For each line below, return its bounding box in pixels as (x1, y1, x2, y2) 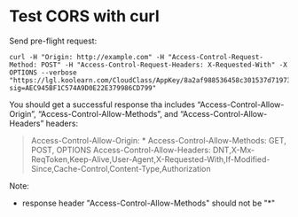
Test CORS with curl (9, 6, 160, 27)
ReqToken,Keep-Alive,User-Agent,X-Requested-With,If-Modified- (30, 153, 271, 165)
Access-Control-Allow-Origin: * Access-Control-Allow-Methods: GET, (30, 135, 286, 145)
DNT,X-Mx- (212, 144, 255, 155)
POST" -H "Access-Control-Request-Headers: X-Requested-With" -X (41, 60, 288, 69)
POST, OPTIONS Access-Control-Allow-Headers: (30, 144, 211, 155)
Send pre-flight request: (9, 35, 98, 46)
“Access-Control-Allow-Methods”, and (38, 108, 179, 119)
